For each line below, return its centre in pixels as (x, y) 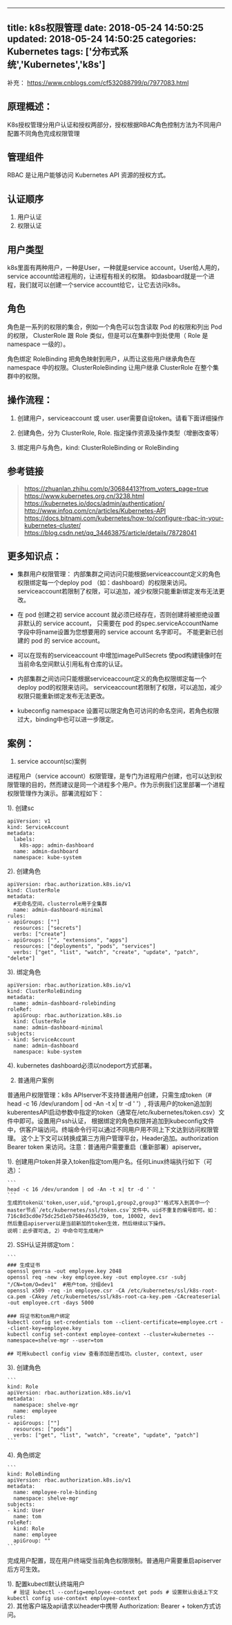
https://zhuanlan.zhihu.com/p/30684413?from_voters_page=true (116, 488)
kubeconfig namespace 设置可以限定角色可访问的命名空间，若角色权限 (118, 711)
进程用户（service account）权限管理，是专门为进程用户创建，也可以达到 (112, 776)
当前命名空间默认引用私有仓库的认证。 (71, 664)
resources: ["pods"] (43, 1429)
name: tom (27, 1517)
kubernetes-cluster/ (52, 525)
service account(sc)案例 (52, 762)
